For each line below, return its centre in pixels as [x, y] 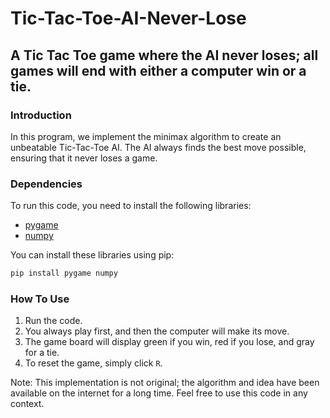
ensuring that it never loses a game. [84, 158]
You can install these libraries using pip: [92, 255]
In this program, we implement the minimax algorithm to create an [146, 136]
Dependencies [46, 184]
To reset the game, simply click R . [93, 363]
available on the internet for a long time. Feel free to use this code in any [159, 393]
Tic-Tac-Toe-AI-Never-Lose [128, 18]
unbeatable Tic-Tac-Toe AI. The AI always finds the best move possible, [158, 147]
